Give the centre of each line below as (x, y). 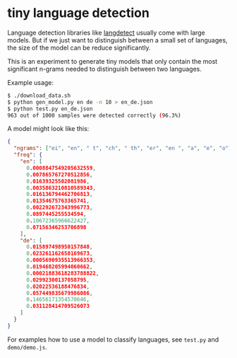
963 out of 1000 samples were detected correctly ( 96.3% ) (94, 115)
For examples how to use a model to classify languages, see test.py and (113, 339)
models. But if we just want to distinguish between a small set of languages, (117, 40)
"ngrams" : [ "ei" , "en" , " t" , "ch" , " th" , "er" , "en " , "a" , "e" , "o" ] (123, 149)
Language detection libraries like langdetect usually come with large (107, 33)
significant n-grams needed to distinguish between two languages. (105, 69)
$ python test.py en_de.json (50, 109)
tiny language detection (78, 13)
